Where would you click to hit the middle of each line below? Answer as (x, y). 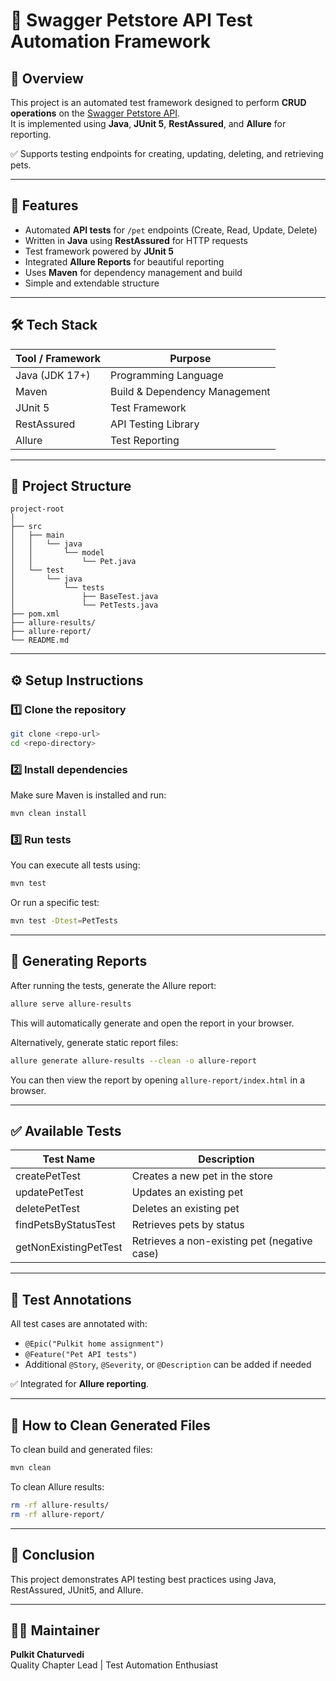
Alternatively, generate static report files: (94, 1042)
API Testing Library (155, 424)
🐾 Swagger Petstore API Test (131, 20)
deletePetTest (47, 1209)
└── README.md (40, 640)
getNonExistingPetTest (69, 1247)
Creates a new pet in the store (202, 1176)
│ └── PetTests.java (84, 605)
